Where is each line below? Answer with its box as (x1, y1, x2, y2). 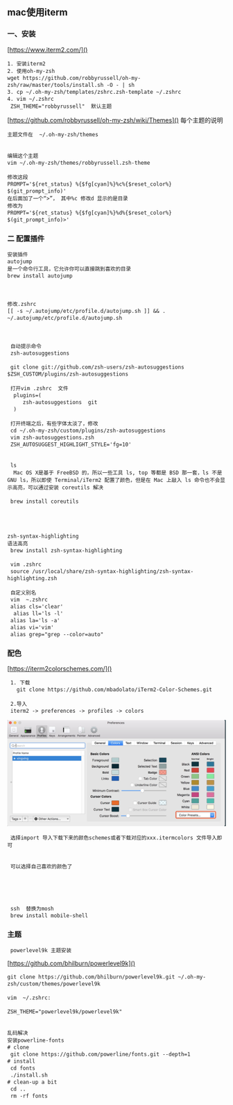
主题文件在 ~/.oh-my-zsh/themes (7, 131, 98, 138)
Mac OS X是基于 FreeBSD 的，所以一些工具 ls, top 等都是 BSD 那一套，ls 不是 (13, 469, 223, 476)
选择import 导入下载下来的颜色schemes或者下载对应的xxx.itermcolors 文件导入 (10, 834, 217, 841)
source (10, 567, 30, 575)
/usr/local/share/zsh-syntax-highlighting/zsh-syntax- (32, 567, 194, 575)
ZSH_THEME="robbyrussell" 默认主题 (10, 103, 112, 110)
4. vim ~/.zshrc (7, 95, 54, 102)
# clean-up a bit (7, 1079, 58, 1086)
